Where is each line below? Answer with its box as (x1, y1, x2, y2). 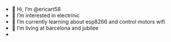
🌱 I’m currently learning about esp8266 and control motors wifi (11, 18, 166, 25)
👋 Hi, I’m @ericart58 (11, 6, 61, 12)
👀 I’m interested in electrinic (11, 12, 80, 19)
